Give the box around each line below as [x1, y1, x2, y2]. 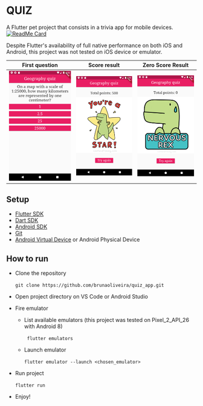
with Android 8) [24, 323, 63, 330]
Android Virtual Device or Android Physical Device [14, 236, 140, 243]
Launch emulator [24, 346, 66, 353]
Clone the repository [14, 269, 66, 277]
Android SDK [14, 223, 48, 230]
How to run [6, 253, 49, 263]
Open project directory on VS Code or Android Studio [14, 293, 148, 300]
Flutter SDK [14, 210, 44, 217]
